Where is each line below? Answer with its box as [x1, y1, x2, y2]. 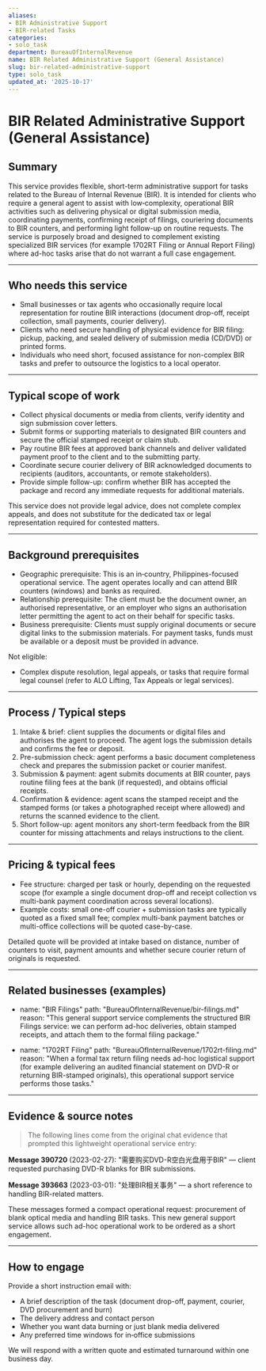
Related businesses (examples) [8, 983, 166, 997]
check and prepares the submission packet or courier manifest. [19, 761, 227, 770]
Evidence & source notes [8, 1109, 134, 1122]
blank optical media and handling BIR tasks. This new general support [8, 1213, 236, 1223]
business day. [8, 1354, 54, 1363]
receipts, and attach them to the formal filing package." [19, 1030, 200, 1039]
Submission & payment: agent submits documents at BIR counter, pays [19, 769, 251, 778]
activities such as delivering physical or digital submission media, [8, 207, 222, 216]
